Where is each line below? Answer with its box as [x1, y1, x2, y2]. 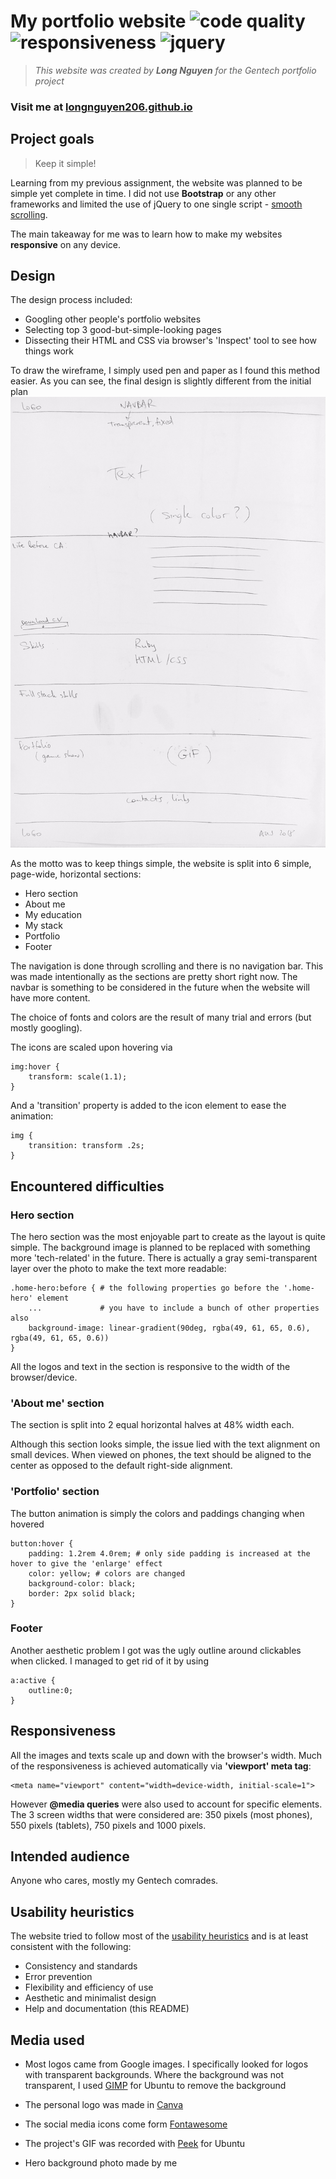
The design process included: [10, 294, 133, 306]
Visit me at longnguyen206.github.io [10, 100, 193, 114]
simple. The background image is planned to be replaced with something [10, 1241, 311, 1253]
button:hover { [10, 1538, 74, 1549]
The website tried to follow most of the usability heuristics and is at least [10, 1930, 309, 1942]
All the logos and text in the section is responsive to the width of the [10, 1360, 291, 1372]
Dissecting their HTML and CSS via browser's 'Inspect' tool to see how [24, 335, 317, 347]
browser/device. [10, 1371, 78, 1383]
